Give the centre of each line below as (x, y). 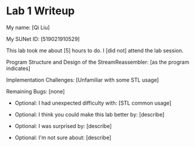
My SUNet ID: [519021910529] (43, 39)
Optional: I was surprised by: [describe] (63, 126)
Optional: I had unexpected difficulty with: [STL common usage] (93, 103)
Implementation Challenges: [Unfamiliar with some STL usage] (83, 80)
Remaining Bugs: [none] (36, 91)
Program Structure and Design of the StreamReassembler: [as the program (98, 62)
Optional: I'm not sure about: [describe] (63, 137)
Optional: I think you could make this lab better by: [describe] (89, 114)
